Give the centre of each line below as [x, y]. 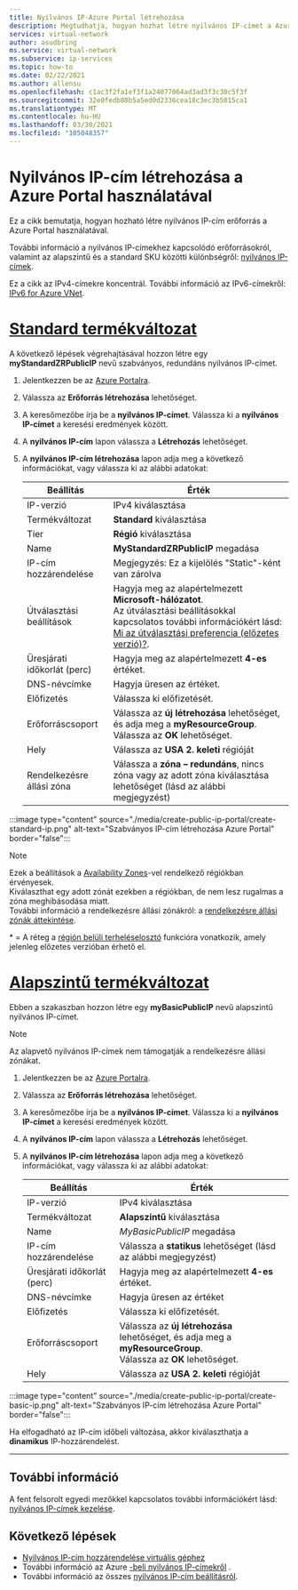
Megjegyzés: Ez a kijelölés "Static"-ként [197, 563]
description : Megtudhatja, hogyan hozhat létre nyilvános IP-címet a [141, 26]
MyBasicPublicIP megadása [177, 1231]
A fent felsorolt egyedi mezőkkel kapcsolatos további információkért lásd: [143, 1498]
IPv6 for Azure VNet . [47, 293]
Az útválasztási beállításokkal [175, 610]
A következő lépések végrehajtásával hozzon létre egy [109, 353]
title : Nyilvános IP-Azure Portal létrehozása [97, 17]
